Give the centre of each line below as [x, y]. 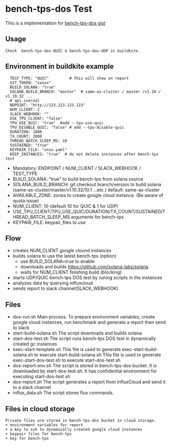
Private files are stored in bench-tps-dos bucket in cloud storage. [81, 420]
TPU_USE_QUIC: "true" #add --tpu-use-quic [57, 123]
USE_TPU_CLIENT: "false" [36, 118]
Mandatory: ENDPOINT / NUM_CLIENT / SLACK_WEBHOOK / [77, 168]
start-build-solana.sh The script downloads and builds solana [77, 333]
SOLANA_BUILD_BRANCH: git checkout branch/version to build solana [87, 184]
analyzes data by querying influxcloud [53, 283]
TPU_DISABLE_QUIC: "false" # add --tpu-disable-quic [67, 127]
